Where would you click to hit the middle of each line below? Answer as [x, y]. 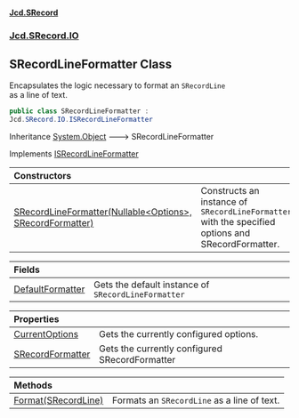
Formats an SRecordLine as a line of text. [196, 400]
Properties [36, 319]
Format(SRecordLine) [59, 400]
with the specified [238, 222]
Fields [27, 269]
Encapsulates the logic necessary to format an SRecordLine [117, 85]
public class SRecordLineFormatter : [79, 111]
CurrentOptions [46, 334]
